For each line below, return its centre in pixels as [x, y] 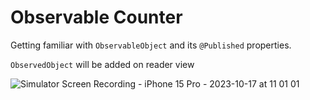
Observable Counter [96, 17]
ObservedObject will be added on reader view [102, 64]
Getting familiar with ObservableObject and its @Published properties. [151, 45]
